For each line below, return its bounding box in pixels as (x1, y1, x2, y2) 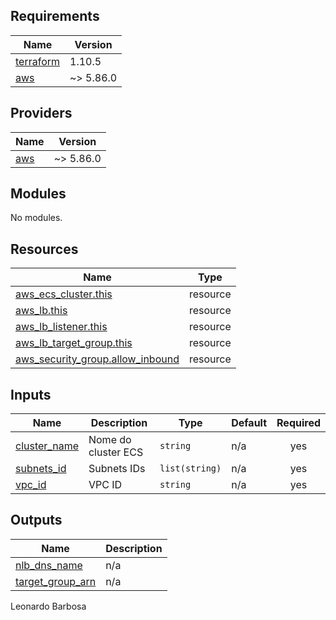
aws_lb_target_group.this (15, 336, 133, 350)
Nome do (88, 433, 132, 447)
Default (231, 416, 268, 430)
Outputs (10, 512, 63, 529)
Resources (10, 240, 79, 258)
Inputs (10, 386, 52, 403)
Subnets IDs (88, 462, 146, 476)
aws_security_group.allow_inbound (15, 352, 180, 366)
